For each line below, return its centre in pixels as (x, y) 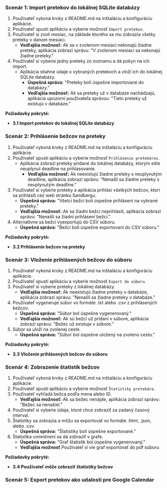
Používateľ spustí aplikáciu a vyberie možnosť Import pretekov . (78, 29)
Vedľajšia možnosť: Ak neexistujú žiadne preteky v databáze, (84, 292)
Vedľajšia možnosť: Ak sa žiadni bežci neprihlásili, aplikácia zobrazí (91, 211)
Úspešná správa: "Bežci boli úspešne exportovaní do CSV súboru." (90, 227)
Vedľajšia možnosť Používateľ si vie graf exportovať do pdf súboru (90, 447)
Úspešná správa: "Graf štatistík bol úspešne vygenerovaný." (82, 442)
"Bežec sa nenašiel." (41, 405)
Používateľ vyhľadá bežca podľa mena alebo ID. (62, 394)
